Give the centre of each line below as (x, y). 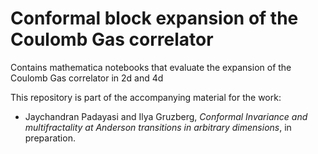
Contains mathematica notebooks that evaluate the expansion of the (151, 67)
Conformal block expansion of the (154, 18)
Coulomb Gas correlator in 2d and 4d (87, 78)
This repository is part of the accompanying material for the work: (146, 97)
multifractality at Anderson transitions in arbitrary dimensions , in (158, 127)
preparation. (50, 138)
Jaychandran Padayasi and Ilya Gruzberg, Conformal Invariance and (166, 116)
